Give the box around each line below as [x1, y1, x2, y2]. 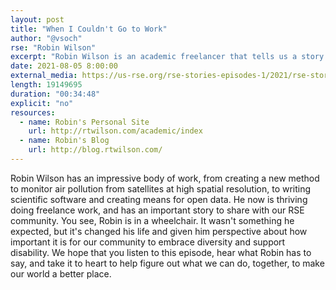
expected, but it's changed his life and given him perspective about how [10, 225, 308, 237]
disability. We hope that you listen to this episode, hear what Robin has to [10, 246, 312, 258]
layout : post [10, 14, 65, 25]
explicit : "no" [10, 98, 74, 108]
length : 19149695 [10, 80, 83, 90]
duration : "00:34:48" [10, 89, 101, 99]
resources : [10, 107, 56, 118]
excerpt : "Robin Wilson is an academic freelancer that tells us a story [10, 52, 325, 62]
